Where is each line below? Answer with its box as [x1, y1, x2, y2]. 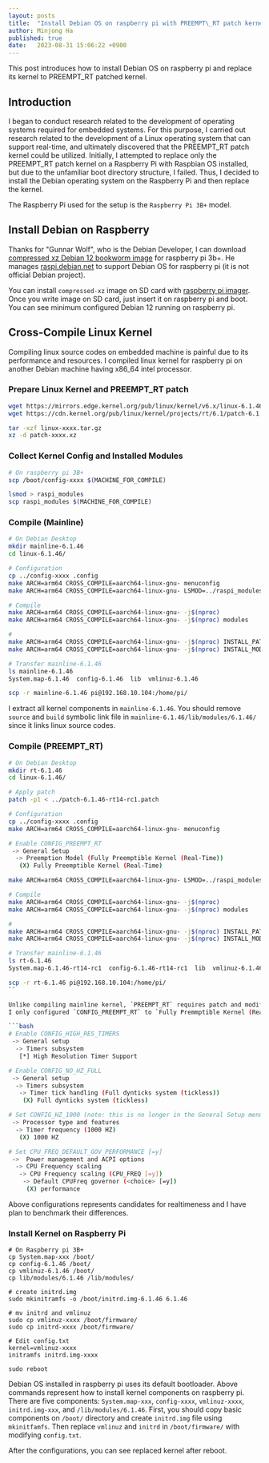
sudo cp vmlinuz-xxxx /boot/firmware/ [8, 1316, 138, 1324]
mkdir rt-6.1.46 [8, 766, 62, 774]
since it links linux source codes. [8, 721, 116, 730]
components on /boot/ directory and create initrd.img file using [8, 1413, 223, 1423]
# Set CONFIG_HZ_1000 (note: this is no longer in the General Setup [8, 1111, 246, 1119]
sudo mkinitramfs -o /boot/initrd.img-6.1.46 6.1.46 [8, 1295, 188, 1304]
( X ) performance [26, 1185, 81, 1193]
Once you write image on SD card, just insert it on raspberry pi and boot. [8, 294, 248, 303]
